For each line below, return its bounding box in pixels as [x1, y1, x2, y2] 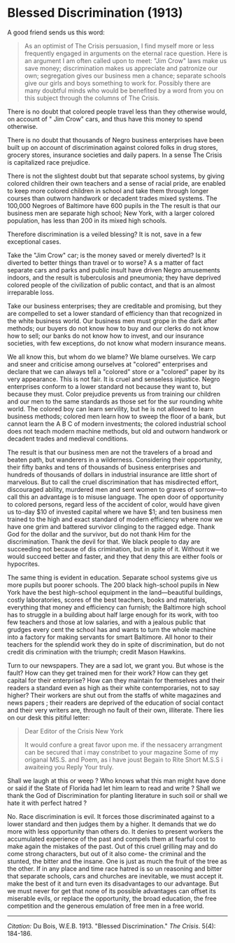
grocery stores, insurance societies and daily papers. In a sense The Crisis [7, 151, 222, 159]
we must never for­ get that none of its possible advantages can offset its [7, 886, 217, 895]
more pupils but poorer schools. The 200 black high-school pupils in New [7, 580, 220, 589]
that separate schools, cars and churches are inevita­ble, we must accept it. [7, 872, 224, 880]
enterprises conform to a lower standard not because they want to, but [7, 382, 211, 390]
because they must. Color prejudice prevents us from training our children [7, 390, 220, 398]
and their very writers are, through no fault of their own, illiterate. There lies [7, 705, 224, 714]
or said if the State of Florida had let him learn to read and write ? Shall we [7, 783, 221, 792]
